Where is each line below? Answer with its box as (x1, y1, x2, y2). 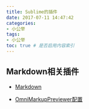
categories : (6, 20, 36, 26)
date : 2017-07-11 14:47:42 (6, 15, 74, 21)
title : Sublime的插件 (6, 8, 58, 15)
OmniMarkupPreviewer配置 (14, 95, 83, 103)
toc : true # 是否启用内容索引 (6, 43, 75, 49)
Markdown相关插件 (6, 67, 79, 77)
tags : (6, 31, 20, 38)
